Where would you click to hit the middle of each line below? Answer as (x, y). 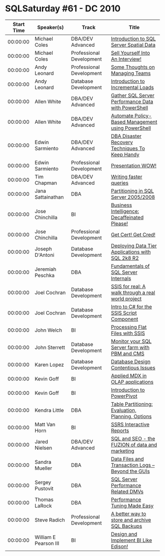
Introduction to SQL (133, 38)
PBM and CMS (128, 353)
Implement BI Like (131, 540)
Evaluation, (124, 410)
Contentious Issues (133, 368)
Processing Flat (129, 327)
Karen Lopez (49, 364)
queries (120, 183)
